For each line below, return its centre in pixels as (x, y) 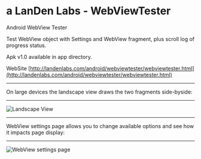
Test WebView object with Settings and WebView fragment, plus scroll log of (100, 39)
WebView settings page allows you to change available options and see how (100, 126)
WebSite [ (18, 68)
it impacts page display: (36, 132)
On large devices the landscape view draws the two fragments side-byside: (99, 92)
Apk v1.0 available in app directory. (49, 57)
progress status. (26, 45)
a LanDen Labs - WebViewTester (89, 11)
